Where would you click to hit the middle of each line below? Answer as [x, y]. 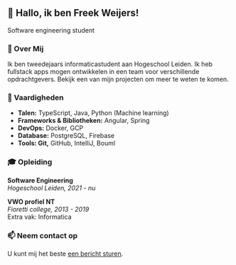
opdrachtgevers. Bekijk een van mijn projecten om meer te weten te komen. [118, 80]
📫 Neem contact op [43, 235]
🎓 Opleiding [30, 162]
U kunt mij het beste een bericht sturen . [65, 254]
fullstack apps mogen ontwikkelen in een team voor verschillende [103, 72]
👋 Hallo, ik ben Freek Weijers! [73, 13]
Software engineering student [51, 30]
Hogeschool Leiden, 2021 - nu [52, 188]
